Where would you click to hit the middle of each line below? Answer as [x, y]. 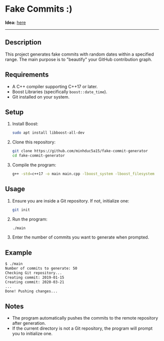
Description [23, 42]
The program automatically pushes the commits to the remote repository [85, 318]
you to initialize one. [32, 334]
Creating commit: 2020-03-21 [35, 282]
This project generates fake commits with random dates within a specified [80, 54]
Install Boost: [25, 124]
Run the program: [30, 219]
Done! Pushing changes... [31, 291]
